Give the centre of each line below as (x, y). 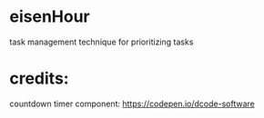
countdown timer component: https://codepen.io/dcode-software (132, 103)
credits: (40, 79)
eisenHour (50, 17)
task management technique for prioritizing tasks (102, 42)
